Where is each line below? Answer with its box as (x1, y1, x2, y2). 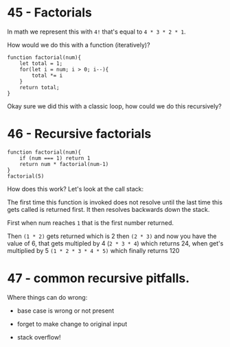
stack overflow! (16, 333, 61, 341)
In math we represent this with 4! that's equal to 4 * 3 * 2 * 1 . (7, 27, 186, 36)
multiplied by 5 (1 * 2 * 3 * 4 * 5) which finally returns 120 (7, 246, 180, 254)
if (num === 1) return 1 (19, 154, 91, 162)
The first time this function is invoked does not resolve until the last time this (7, 198, 223, 206)
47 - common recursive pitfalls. (7, 271, 190, 286)
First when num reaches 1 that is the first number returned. (7, 218, 174, 227)
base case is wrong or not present (16, 307, 115, 315)
